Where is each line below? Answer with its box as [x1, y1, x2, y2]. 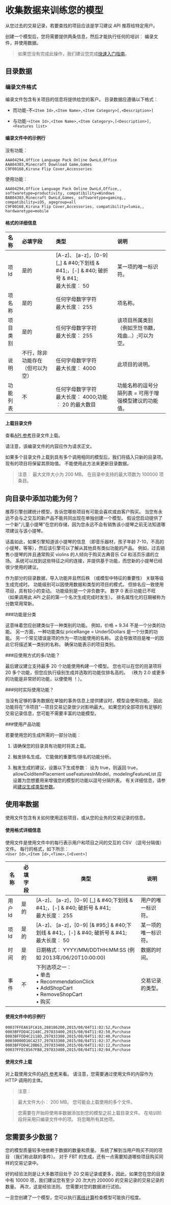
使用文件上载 [5, 1058, 32, 1065]
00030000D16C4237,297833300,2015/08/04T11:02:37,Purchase [5, 1039, 131, 1044]
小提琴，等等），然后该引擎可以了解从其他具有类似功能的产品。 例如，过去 [5, 545, 160, 551]
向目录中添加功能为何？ [5, 494, 79, 503]
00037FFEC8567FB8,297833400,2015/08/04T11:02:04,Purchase [5, 1047, 131, 1052]
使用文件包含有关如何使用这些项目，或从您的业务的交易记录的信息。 [5, 814, 148, 821]
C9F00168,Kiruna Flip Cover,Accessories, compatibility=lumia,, [5, 204, 145, 209]
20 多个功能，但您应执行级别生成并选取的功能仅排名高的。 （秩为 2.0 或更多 [5, 669, 165, 676]
